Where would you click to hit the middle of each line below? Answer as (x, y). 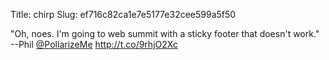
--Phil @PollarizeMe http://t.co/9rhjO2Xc (94, 44)
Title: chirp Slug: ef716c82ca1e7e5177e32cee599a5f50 (123, 14)
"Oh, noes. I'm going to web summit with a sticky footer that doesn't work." (165, 33)
